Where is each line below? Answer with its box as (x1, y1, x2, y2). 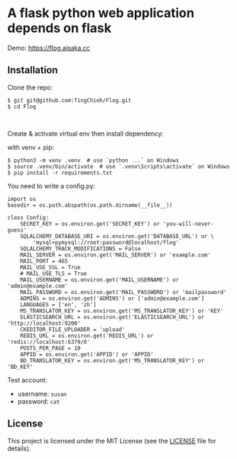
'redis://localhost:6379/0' (7, 338, 91, 345)
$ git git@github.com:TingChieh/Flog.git (7, 97, 132, 104)
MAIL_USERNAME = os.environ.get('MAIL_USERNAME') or (20, 276, 180, 283)
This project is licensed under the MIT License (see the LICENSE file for (7, 436, 216, 445)
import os (7, 195, 37, 202)
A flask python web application (7, 5, 195, 21)
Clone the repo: (7, 83, 53, 92)
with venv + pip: (7, 143, 55, 151)
